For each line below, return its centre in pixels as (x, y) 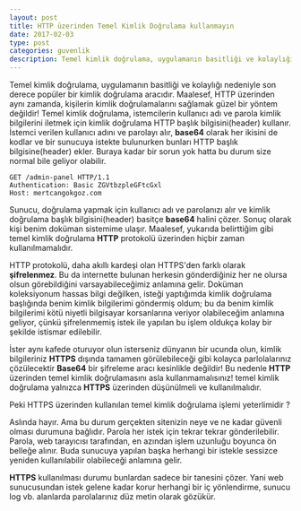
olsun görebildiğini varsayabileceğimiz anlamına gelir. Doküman (126, 284)
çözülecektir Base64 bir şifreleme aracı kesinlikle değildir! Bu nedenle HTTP (150, 368)
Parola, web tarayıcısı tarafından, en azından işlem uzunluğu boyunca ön (143, 441)
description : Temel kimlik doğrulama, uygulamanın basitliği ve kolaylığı (152, 59)
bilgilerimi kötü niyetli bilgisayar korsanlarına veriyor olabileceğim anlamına (147, 313)
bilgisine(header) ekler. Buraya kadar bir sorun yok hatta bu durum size (140, 152)
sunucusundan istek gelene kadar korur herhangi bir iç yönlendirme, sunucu (150, 487)
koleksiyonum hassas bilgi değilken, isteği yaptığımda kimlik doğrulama (141, 294)
